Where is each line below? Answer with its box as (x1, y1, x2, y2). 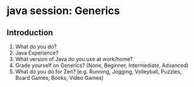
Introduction (6, 28, 53, 38)
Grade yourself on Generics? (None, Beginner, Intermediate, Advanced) (15, 62, 189, 69)
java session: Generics (6, 4, 120, 18)
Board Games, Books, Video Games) (15, 75, 104, 81)
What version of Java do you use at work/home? (15, 56, 133, 62)
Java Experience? (15, 49, 59, 56)
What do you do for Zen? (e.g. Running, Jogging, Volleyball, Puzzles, (15, 68, 182, 75)
